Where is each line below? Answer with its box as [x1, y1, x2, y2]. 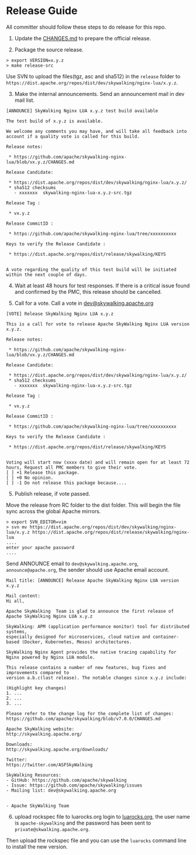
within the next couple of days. [6, 272, 88, 277]
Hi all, [6, 598, 25, 604]
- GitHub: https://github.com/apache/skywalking [6, 777, 127, 783]
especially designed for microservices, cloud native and [6, 634, 150, 640]
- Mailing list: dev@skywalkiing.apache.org [6, 787, 116, 794]
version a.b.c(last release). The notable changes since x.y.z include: [6, 675, 187, 681]
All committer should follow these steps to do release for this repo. [6, 23, 167, 30]
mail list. [14, 97, 35, 104]
